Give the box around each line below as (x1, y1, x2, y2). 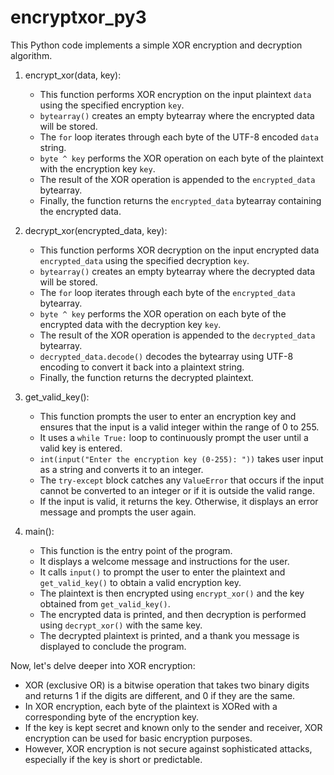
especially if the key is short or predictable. (24, 753, 203, 765)
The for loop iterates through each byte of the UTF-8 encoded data (39, 131, 319, 143)
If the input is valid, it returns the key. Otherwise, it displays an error (39, 495, 319, 507)
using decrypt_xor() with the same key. (39, 619, 203, 631)
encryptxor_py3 (10, 6, 147, 29)
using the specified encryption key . (39, 99, 185, 111)
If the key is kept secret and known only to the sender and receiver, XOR (24, 721, 323, 733)
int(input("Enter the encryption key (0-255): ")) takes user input (39, 452, 324, 465)
